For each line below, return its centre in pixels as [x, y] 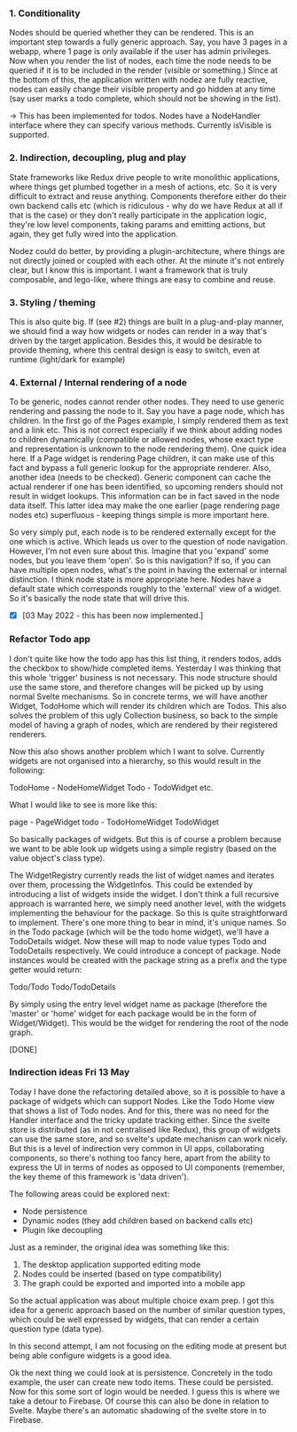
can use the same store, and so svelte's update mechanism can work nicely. [148, 1139]
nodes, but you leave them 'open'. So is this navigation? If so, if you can [140, 561]
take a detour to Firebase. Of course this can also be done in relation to [139, 1401]
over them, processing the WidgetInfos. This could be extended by [131, 884]
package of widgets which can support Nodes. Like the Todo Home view [142, 1101]
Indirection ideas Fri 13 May [70, 1072]
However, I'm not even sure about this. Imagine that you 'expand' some [139, 551]
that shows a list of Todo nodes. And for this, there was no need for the [139, 1110]
